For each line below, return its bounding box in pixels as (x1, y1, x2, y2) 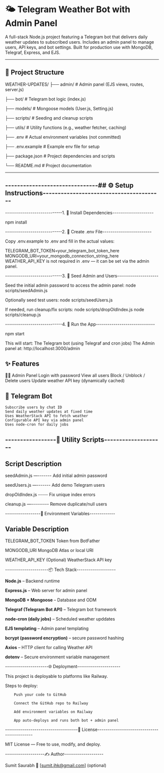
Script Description (5, 459, 62, 468)
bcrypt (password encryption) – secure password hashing (5, 635, 124, 641)
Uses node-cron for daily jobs (5, 422, 69, 427)
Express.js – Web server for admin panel (5, 588, 87, 594)
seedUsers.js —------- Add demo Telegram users (5, 482, 105, 488)
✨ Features (5, 359, 40, 368)
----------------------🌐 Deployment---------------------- (5, 664, 121, 670)
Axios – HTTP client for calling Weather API (5, 645, 93, 650)
